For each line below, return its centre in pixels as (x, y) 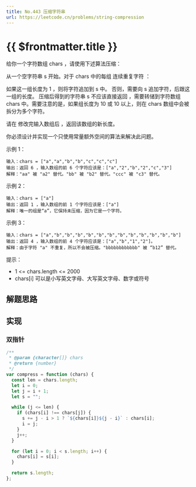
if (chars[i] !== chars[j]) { (54, 413)
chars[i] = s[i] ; (38, 457)
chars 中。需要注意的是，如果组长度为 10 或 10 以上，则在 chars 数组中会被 (98, 104)
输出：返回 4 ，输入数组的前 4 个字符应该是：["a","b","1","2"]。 (81, 241)
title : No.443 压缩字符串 (36, 12)
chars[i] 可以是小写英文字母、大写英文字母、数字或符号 (82, 279)
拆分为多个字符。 (27, 111)
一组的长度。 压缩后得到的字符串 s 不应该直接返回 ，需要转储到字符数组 (94, 96)
